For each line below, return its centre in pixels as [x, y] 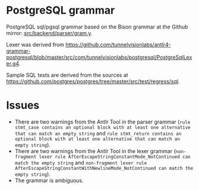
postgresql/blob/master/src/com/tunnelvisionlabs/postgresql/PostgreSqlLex [99, 57]
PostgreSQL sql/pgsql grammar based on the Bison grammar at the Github [97, 27]
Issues [23, 105]
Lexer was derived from [35, 45]
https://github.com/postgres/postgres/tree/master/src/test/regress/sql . [93, 81]
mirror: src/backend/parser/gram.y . [49, 33]
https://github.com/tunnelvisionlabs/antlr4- [118, 45]
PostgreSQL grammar [61, 10]
